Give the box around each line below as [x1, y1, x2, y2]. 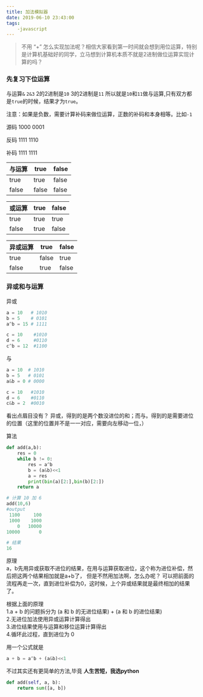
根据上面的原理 [6, 601, 44, 608]
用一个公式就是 [6, 644, 44, 651]
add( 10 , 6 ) [6, 501, 32, 507]
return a [17, 484, 39, 490]
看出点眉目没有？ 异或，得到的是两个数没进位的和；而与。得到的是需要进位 [6, 412, 194, 419]
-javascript [17, 25, 47, 32]
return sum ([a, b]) [17, 685, 67, 691]
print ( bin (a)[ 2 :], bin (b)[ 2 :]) [28, 478, 104, 485]
